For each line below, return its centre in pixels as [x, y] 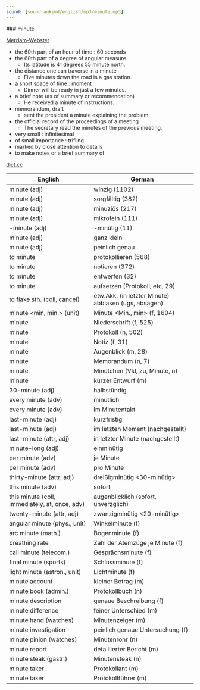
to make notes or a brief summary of [60, 153]
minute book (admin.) [39, 591]
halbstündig [110, 390]
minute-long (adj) [34, 448]
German [142, 179]
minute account [31, 581]
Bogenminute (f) [117, 533]
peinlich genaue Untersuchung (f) [141, 630]
